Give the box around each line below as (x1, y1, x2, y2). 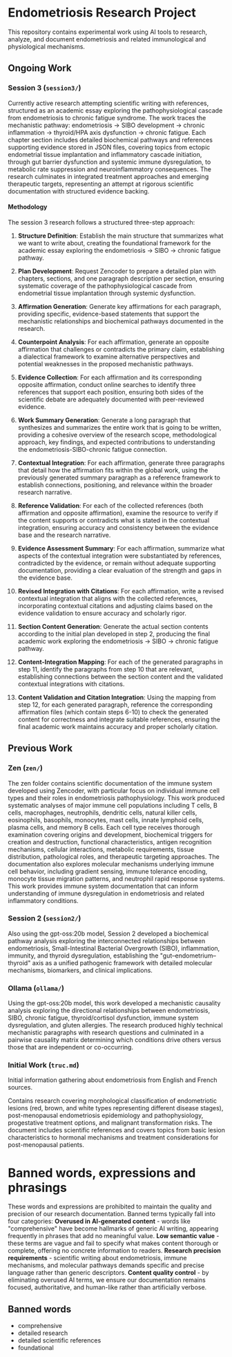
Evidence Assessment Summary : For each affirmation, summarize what (17, 544, 225, 552)
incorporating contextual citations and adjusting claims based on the (17, 601, 213, 609)
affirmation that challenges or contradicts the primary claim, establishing (17, 345, 225, 353)
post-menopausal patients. (8, 1141, 85, 1149)
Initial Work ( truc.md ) (8, 1061, 79, 1070)
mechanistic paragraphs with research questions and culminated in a (8, 1028, 204, 1037)
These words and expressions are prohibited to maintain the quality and (8, 1202, 212, 1211)
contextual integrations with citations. (17, 679, 125, 688)
